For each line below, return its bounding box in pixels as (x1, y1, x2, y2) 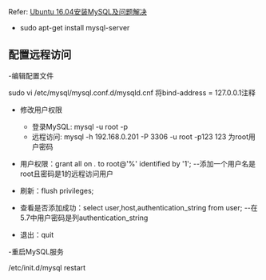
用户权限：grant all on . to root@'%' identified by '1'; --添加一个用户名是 (19, 158, 256, 168)
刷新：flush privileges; (19, 186, 94, 195)
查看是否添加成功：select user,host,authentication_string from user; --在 (19, 202, 258, 212)
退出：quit (19, 230, 54, 239)
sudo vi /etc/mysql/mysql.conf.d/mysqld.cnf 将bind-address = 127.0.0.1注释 (8, 87, 256, 98)
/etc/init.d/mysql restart (8, 262, 86, 272)
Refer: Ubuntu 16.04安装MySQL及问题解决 (8, 7, 148, 16)
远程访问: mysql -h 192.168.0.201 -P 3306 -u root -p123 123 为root (31, 131, 249, 142)
